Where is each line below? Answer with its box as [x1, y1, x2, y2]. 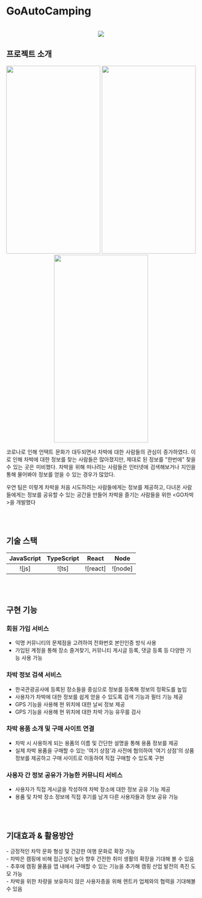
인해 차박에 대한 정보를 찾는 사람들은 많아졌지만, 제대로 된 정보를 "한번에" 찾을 [12, 456, 196, 463]
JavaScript [9, 554, 41, 563]
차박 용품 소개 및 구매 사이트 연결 [6, 724, 94, 733]
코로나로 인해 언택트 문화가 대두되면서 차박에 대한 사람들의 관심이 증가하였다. [6, 448, 189, 455]
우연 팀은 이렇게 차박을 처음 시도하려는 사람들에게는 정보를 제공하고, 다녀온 [6, 483, 182, 490]
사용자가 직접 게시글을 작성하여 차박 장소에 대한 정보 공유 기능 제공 [14, 786, 171, 793]
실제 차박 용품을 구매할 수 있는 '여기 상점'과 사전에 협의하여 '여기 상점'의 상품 [14, 747, 194, 754]
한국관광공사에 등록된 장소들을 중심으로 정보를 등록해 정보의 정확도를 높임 [14, 685, 188, 692]
